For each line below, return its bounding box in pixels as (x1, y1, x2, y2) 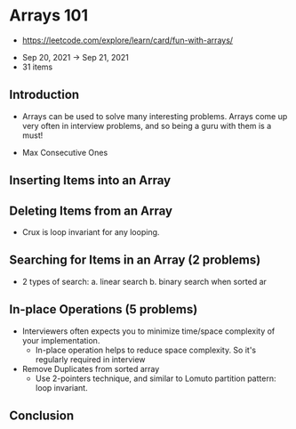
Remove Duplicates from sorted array (21, 363, 160, 374)
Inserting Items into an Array (9, 173, 172, 188)
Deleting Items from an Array (9, 203, 173, 218)
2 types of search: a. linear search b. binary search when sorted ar (21, 276, 267, 287)
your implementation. (21, 335, 100, 345)
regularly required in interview (35, 353, 146, 365)
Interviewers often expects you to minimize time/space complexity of (21, 326, 276, 336)
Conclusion (9, 408, 75, 423)
